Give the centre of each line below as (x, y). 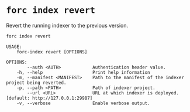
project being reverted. (36, 83)
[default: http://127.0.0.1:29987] (49, 98)
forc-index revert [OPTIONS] (52, 52)
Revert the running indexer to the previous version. (67, 25)
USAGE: (14, 47)
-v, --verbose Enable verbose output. (83, 103)
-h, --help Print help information (83, 72)
